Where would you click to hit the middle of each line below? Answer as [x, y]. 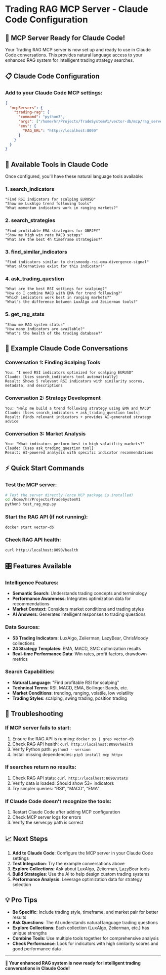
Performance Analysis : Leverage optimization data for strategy [77, 879]
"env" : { [27, 126]
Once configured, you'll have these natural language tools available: [74, 176]
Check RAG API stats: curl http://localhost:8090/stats [70, 778]
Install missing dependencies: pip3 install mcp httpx [67, 754]
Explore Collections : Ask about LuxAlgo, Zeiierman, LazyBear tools [81, 869]
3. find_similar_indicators [36, 252]
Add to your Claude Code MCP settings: [54, 93]
